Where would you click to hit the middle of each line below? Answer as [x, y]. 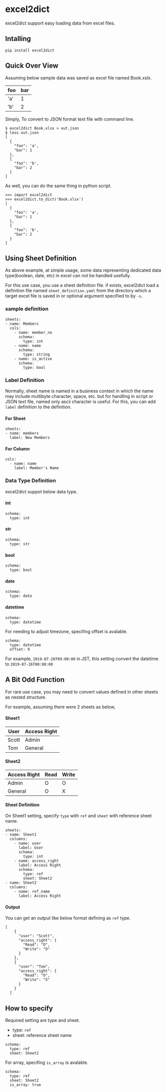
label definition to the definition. [38, 407]
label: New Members [30, 438]
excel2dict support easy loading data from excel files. [60, 23]
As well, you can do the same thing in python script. [58, 186]
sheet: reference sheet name [42, 1035]
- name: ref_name [32, 892]
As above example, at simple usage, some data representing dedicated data [83, 270]
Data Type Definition [31, 480]
